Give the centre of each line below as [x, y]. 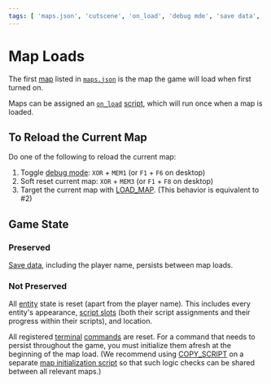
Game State [39, 224]
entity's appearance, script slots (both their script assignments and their [129, 312]
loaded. [21, 111]
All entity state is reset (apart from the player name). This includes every [129, 304]
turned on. [26, 87]
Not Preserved [38, 286]
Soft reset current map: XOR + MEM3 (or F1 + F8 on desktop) [117, 181]
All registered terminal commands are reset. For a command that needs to [132, 337]
